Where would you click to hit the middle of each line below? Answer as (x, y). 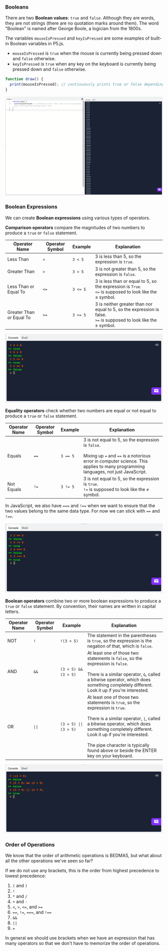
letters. (12, 611)
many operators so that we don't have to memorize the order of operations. (83, 943)
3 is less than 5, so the (118, 256)
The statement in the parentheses (122, 635)
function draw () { (24, 79)
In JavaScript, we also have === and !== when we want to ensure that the (80, 506)
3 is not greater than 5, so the (125, 269)
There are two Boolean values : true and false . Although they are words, (80, 18)
